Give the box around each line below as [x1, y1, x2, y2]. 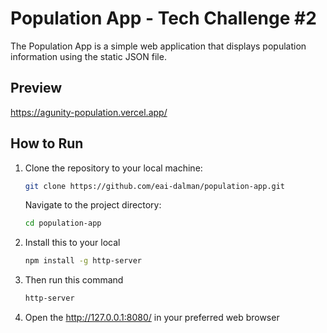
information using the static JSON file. [10, 50, 167, 62]
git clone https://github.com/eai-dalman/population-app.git [24, 181, 286, 191]
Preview [10, 80, 63, 97]
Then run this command [24, 274, 124, 286]
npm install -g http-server [24, 256, 142, 266]
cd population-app [24, 218, 102, 229]
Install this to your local [24, 237, 121, 249]
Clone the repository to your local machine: [24, 162, 203, 174]
